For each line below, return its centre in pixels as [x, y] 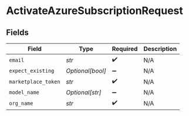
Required [125, 49]
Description [160, 49]
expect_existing [32, 71]
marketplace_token [35, 81]
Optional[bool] [86, 71]
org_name [21, 103]
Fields [18, 33]
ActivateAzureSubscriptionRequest [95, 11]
